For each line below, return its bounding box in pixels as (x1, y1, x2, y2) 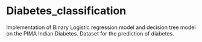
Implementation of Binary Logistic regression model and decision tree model (6, 24, 196, 31)
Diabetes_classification (6, 4, 127, 18)
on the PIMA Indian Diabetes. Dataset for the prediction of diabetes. (6, 30, 174, 37)
